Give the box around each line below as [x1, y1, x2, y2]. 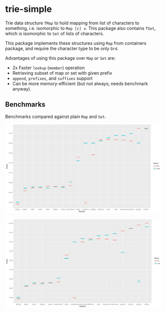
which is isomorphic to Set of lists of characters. [5, 30, 104, 36]
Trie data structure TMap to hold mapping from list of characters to [5, 20, 140, 26]
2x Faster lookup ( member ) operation [12, 65, 85, 71]
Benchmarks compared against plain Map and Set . [5, 113, 106, 119]
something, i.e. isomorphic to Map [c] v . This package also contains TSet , [5, 25, 156, 31]
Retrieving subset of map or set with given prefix [12, 70, 112, 76]
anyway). [12, 86, 31, 92]
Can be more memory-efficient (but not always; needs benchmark [12, 81, 148, 87]
